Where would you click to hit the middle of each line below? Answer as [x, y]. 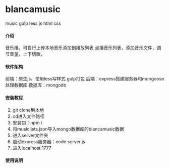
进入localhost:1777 [32, 148]
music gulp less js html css [33, 23]
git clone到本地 [28, 110]
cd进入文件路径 [29, 116]
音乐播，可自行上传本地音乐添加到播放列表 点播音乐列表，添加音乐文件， [81, 48]
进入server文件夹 [30, 135]
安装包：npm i [27, 122]
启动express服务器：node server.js [49, 141]
